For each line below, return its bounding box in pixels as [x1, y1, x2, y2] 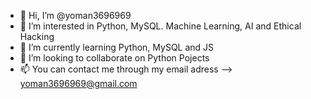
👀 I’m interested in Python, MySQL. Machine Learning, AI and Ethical [19, 20, 302, 32]
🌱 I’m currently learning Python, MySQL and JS [19, 41, 215, 53]
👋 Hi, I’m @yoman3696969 [19, 10, 132, 21]
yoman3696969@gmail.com [19, 78, 138, 89]
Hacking [19, 31, 55, 42]
